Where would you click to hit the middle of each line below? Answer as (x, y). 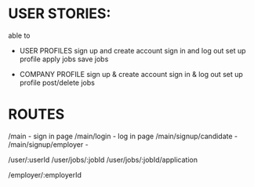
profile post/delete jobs (57, 82)
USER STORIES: (60, 14)
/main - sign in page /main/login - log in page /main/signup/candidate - (123, 136)
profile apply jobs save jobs (64, 59)
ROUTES (36, 114)
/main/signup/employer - (48, 144)
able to (19, 35)
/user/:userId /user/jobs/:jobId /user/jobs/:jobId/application (103, 159)
